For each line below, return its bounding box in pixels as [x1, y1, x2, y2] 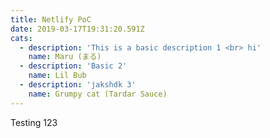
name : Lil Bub [28, 71, 87, 81]
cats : [10, 33, 33, 43]
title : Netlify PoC [10, 14, 92, 25]
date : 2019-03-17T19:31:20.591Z [10, 24, 145, 34]
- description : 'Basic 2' [19, 61, 128, 71]
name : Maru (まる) [28, 52, 102, 62]
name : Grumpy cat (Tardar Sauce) [28, 89, 168, 99]
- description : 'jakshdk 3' [19, 80, 137, 90]
